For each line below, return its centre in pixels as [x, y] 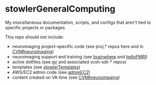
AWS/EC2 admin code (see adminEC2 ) [51, 72]
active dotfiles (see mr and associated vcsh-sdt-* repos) [69, 62]
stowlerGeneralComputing [60, 9]
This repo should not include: [34, 37]
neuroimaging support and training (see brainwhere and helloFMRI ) [80, 56]
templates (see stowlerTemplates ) [46, 67]
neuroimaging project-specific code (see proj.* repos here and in [78, 46]
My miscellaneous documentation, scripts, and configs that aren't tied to [78, 22]
